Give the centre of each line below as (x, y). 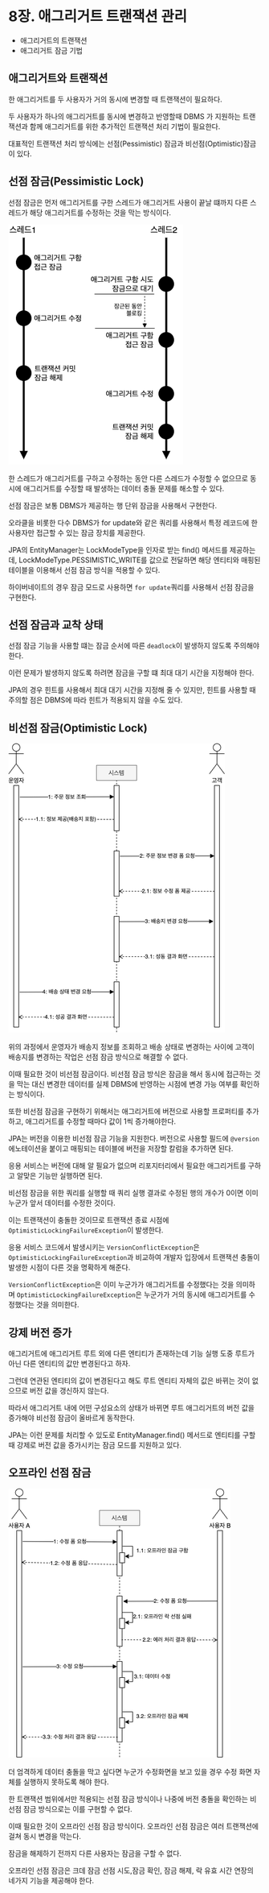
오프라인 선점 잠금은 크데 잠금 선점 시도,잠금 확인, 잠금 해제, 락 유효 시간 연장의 (131, 1870)
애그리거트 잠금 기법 (51, 50)
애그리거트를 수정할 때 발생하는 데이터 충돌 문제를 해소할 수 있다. (124, 488)
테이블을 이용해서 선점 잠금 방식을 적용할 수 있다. (84, 570)
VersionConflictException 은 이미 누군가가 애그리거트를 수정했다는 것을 (121, 1285)
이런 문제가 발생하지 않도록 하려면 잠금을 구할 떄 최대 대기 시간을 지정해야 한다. (131, 673)
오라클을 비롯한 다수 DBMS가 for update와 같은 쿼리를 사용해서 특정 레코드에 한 (133, 522)
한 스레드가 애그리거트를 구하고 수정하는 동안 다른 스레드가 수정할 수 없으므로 (128, 478)
